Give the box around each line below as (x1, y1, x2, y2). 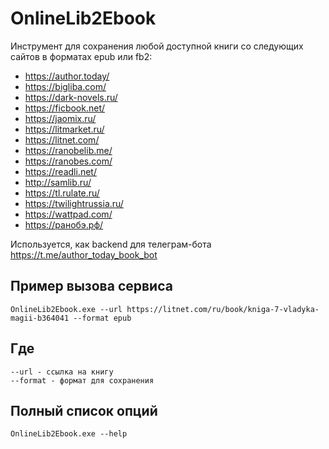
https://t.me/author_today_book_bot (10, 248, 158, 261)
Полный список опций (10, 402, 158, 419)
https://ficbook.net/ (24, 102, 106, 114)
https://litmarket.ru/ (24, 123, 105, 135)
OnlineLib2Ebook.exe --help (10, 429, 128, 439)
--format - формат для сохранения (10, 375, 155, 386)
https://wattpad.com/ (24, 208, 113, 220)
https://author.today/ (24, 70, 110, 82)
